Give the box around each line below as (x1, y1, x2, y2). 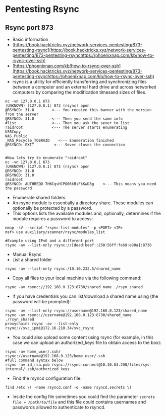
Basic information (12, 36, 49, 42)
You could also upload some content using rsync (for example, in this (12, 334, 154, 340)
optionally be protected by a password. (12, 205, 93, 211)
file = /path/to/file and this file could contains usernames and (12, 399, 146, 405)
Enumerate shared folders (12, 195, 66, 200)
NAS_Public (5, 134, 28, 139)
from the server (5, 112, 39, 117)
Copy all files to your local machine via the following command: (12, 275, 142, 281)
